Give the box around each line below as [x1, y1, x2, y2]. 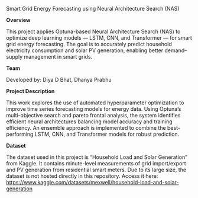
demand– [164, 47, 187, 54]
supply [6, 53, 23, 60]
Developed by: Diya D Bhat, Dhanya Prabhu [6, 76, 112, 83]
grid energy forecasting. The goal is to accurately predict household [6, 41, 173, 47]
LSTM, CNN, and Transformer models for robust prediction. [34, 130, 180, 138]
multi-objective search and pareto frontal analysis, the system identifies [6, 112, 181, 119]
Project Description [6, 88, 55, 94]
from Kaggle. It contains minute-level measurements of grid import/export [6, 160, 186, 167]
